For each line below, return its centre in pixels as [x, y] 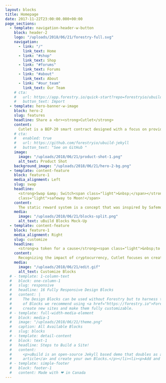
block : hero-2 [28, 111]
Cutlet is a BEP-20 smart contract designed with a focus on [83, 129]
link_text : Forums [42, 70]
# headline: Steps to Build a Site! [50, 345]
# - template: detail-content [41, 336]
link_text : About [41, 79]
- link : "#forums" [37, 65]
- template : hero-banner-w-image [44, 106]
